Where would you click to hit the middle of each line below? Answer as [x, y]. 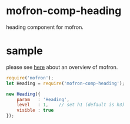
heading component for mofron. [45, 27]
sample [24, 51]
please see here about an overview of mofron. [62, 67]
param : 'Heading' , [43, 99]
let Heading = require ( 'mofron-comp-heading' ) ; [66, 83]
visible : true [35, 110]
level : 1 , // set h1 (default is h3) [71, 105]
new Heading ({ [24, 94]
